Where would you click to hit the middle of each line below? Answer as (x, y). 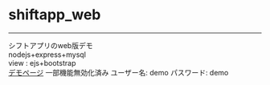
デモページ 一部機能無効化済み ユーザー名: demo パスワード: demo (119, 72)
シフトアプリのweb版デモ (51, 45)
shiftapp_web (55, 15)
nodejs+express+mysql (47, 55)
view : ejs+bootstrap (42, 63)
